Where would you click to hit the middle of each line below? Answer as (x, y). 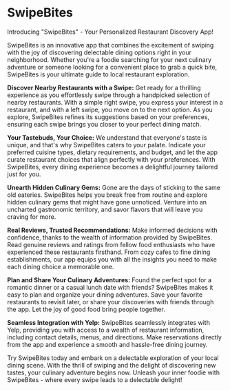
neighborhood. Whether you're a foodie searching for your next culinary (109, 59)
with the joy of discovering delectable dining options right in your (99, 52)
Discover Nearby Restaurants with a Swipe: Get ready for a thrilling (104, 87)
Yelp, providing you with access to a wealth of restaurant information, (106, 330)
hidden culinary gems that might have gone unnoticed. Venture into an (107, 202)
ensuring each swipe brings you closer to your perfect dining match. (104, 124)
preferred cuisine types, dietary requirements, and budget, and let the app (113, 152)
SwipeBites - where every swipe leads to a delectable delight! (95, 379)
